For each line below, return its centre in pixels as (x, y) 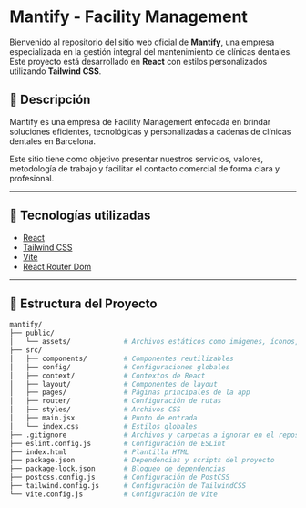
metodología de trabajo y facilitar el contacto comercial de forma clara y (145, 168)
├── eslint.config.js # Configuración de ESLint (117, 443)
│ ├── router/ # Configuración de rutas (116, 401)
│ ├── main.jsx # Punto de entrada (103, 418)
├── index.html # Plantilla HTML (99, 452)
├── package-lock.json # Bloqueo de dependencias (117, 469)
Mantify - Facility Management (129, 17)
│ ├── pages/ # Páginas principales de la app (130, 393)
